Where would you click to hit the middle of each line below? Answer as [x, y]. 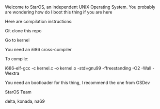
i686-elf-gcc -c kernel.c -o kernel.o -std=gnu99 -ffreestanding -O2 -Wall [78, 68]
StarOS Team [18, 92]
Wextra [12, 73]
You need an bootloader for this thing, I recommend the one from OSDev [78, 82]
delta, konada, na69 [25, 101]
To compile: [17, 59]
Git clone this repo [24, 31]
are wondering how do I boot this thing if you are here [59, 12]
